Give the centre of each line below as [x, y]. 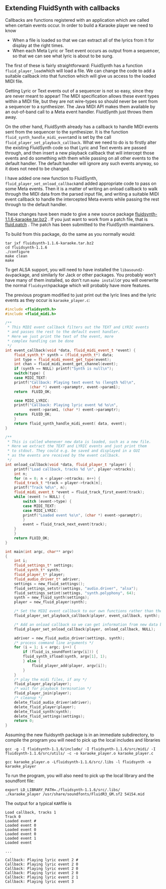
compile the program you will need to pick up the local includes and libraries [83, 740]
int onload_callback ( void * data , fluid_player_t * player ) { [68, 465]
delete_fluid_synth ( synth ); [43, 712]
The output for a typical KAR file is [38, 804]
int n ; [21, 474]
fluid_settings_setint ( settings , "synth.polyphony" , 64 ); [75, 593]
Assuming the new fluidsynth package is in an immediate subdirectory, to [80, 735]
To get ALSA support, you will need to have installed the [62, 269]
